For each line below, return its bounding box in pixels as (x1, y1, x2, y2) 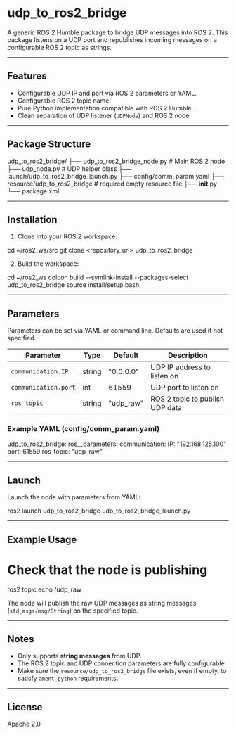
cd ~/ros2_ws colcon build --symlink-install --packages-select (7, 273, 189, 282)
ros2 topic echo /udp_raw (7, 585, 82, 594)
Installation (7, 213, 58, 226)
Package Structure (7, 139, 91, 151)
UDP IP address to (150, 362, 211, 372)
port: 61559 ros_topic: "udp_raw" (7, 447, 103, 456)
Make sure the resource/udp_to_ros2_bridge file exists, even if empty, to (17, 667, 227, 675)
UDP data (150, 403, 183, 413)
